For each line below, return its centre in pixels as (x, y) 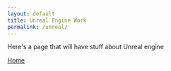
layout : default (31, 14)
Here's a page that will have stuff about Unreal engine (86, 47)
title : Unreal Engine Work (47, 20)
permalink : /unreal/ (38, 27)
